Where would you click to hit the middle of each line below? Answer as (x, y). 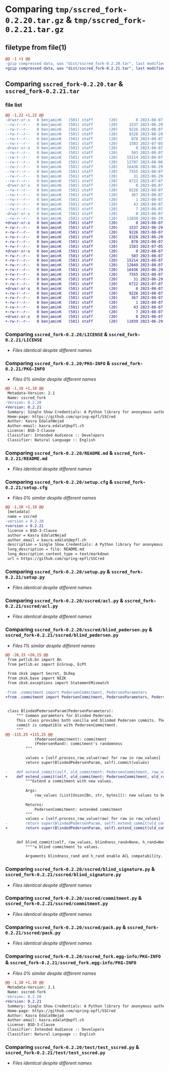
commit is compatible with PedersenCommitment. (67, 725)
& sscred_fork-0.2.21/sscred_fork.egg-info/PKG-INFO (71, 963)
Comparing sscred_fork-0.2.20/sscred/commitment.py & (74, 898)
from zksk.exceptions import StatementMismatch (58, 683)
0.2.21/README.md (26, 458)
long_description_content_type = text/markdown (58, 554)
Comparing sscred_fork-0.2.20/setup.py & (58, 572)
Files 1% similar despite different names (54, 646)
